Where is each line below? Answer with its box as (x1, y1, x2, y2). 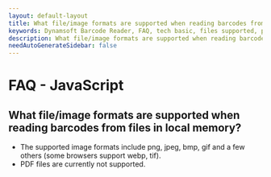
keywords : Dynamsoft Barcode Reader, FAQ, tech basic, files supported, (8, 27, 258, 35)
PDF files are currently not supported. (19, 159, 146, 169)
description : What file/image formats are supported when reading (8, 34, 236, 43)
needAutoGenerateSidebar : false (8, 42, 117, 50)
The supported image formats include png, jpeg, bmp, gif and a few (19, 142, 245, 152)
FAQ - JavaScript (8, 76, 124, 95)
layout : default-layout (8, 11, 89, 20)
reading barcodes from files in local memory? (8, 121, 242, 134)
